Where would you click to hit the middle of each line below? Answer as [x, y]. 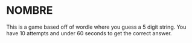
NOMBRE [30, 10]
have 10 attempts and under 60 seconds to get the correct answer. [89, 33]
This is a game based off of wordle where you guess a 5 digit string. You [96, 27]
